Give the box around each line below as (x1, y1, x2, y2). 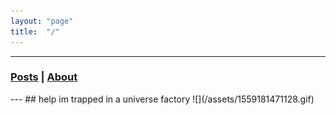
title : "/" (10, 26, 60, 37)
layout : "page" (10, 16, 74, 26)
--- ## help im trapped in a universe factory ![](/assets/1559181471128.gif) (10, 93, 315, 105)
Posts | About (10, 70, 78, 84)
